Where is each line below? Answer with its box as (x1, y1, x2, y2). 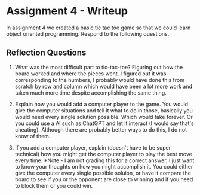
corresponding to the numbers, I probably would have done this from (14, 76, 185, 83)
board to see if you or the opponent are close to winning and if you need (14, 175, 193, 183)
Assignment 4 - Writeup (6, 4, 128, 18)
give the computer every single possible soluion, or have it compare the (14, 169, 192, 176)
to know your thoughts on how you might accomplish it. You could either (14, 163, 193, 170)
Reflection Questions (6, 48, 87, 58)
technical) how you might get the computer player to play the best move (14, 150, 192, 157)
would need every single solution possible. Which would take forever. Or (14, 113, 193, 120)
